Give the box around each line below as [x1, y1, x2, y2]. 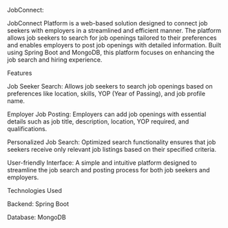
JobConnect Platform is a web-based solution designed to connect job [7, 19, 208, 27]
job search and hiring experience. [7, 56, 103, 64]
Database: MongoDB [7, 213, 67, 221]
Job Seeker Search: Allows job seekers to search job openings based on [7, 82, 214, 90]
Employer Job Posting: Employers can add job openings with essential [7, 110, 207, 118]
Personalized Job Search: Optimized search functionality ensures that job [7, 138, 216, 146]
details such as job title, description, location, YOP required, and [7, 117, 189, 126]
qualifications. [7, 125, 48, 133]
